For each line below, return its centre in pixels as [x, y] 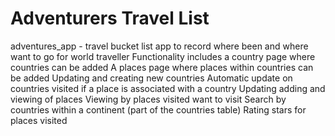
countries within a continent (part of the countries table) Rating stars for [158, 109]
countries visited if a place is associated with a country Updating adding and [168, 88]
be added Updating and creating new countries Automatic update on [151, 78]
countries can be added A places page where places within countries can [162, 67]
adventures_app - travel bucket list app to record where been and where [159, 46]
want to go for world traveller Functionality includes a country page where [163, 56]
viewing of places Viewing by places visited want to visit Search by [148, 99]
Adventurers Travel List [110, 18]
